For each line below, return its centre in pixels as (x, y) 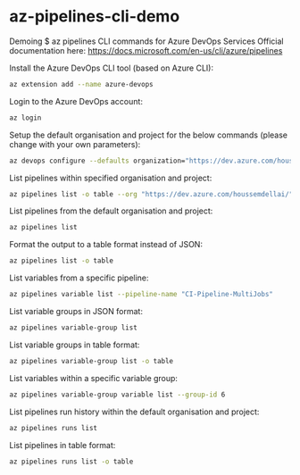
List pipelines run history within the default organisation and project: (134, 412)
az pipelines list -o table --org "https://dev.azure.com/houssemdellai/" (151, 194)
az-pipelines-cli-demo (95, 17)
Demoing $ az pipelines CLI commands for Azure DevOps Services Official (146, 41)
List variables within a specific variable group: (94, 378)
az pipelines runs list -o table (71, 462)
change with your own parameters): (75, 144)
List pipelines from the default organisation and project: (111, 211)
